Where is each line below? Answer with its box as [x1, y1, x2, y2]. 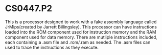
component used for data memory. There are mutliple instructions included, [5, 34, 158, 40]
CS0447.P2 [5, 3, 52, 14]
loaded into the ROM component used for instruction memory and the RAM [5, 29, 157, 35]
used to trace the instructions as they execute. [5, 44, 99, 50]
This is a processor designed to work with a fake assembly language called [5, 19, 157, 25]
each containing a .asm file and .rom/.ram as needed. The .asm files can [5, 39, 151, 45]
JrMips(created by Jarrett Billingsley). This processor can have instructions [5, 24, 157, 29]
